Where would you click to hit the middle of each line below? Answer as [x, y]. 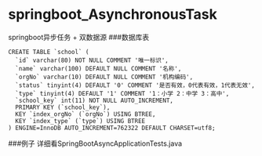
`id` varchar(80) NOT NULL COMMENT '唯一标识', [92, 60]
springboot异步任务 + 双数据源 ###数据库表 [79, 37]
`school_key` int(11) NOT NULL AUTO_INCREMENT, [95, 100]
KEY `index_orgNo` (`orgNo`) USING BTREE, [86, 114]
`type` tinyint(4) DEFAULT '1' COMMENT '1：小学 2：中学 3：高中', [122, 93]
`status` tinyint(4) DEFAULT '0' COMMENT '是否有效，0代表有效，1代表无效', [135, 85]
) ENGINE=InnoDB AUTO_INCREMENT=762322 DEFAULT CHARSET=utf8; [112, 128]
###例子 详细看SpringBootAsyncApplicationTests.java [95, 143]
